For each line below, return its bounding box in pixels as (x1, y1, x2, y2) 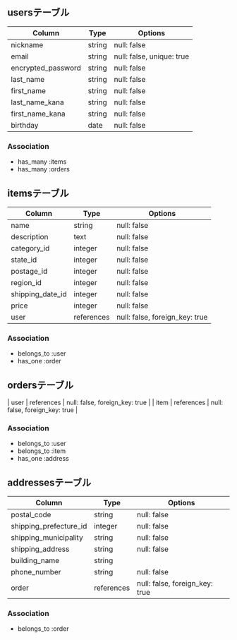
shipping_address (11, 544, 70, 554)
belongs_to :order (17, 624, 69, 633)
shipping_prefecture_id (11, 521, 87, 531)
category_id (11, 243, 50, 253)
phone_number (11, 567, 61, 577)
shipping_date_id (11, 289, 67, 298)
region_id (11, 277, 42, 287)
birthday (11, 120, 39, 130)
